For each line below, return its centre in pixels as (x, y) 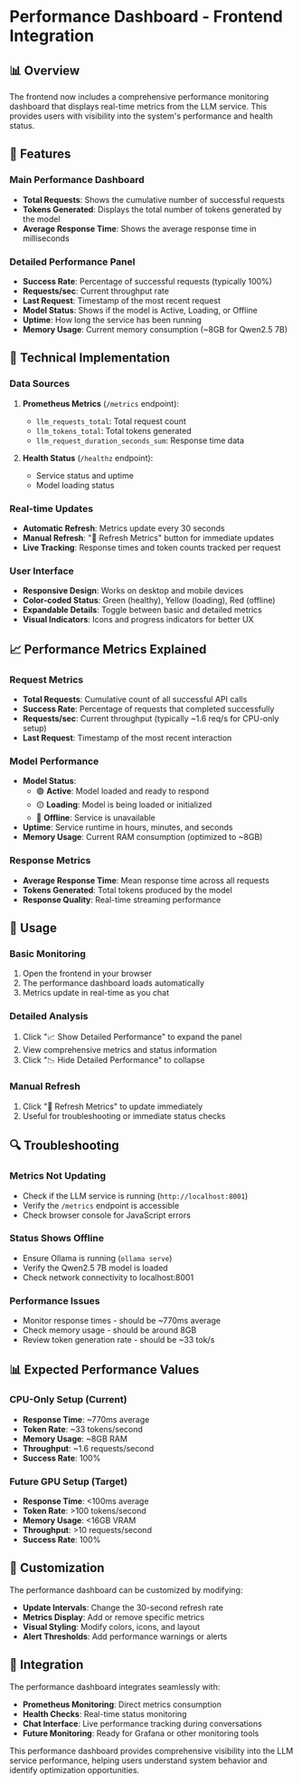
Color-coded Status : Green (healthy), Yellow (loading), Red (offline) (149, 601)
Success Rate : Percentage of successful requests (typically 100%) (147, 281)
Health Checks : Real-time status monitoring (104, 1713)
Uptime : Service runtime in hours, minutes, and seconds (127, 827)
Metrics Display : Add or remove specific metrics (113, 1617)
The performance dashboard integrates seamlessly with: (115, 1686)
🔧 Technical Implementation (90, 358)
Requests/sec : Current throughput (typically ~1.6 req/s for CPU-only (151, 718)
